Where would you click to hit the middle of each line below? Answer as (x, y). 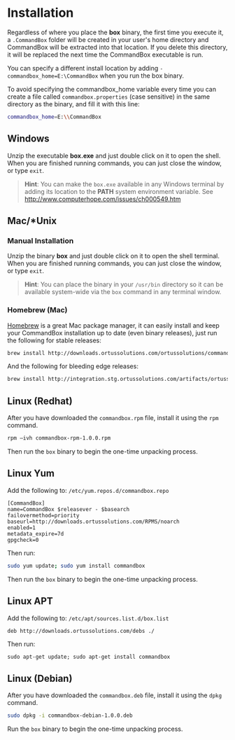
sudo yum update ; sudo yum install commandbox (76, 566)
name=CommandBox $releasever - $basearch (69, 509)
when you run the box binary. (142, 76)
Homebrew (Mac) (37, 310)
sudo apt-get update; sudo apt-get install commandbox (89, 657)
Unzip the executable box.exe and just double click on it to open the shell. (114, 155)
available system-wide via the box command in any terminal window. (123, 292)
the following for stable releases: (54, 340)
